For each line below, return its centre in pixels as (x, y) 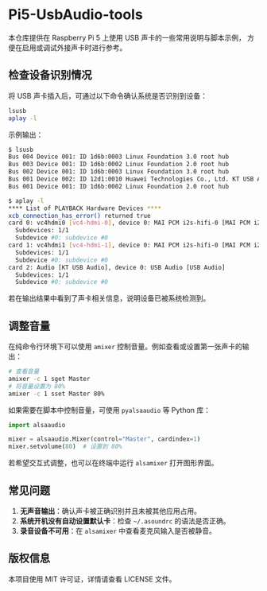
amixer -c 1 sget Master (49, 379)
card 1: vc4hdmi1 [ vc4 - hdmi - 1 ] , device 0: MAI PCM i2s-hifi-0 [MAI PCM (129, 245)
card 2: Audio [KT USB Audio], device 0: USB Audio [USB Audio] (117, 267)
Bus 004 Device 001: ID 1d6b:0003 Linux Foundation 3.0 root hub (118, 157)
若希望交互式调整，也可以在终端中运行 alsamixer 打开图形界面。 (113, 463)
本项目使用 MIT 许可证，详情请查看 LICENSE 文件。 (92, 579)
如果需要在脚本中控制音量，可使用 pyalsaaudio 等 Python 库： (110, 410)
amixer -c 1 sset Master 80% (56, 394)
